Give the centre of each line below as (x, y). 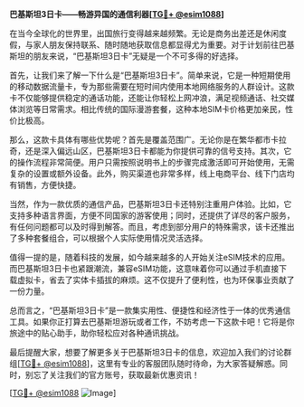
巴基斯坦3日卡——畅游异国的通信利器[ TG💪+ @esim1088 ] (117, 14)
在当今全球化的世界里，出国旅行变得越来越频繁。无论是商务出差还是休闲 (144, 33)
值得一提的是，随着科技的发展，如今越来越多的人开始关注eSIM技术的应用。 (150, 257)
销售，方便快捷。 (49, 185)
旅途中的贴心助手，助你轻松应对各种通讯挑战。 (96, 333)
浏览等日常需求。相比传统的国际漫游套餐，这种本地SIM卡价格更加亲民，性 (155, 109)
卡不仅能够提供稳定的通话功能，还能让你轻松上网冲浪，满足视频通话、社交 (148, 98)
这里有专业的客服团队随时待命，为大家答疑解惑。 (189, 364)
